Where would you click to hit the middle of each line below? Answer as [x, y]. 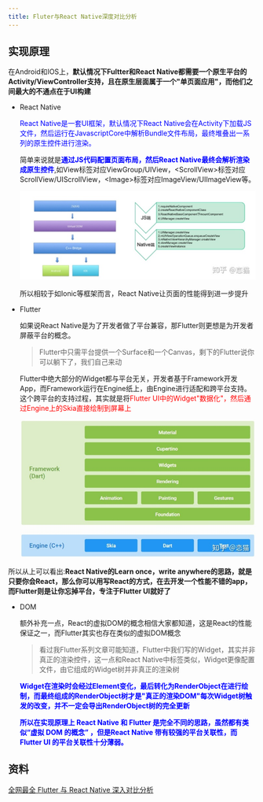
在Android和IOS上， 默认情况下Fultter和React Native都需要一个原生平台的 [128, 72]
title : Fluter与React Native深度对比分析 [73, 17]
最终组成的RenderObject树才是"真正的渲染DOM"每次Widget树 [143, 696]
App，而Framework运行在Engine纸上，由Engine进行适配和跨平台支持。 [135, 388]
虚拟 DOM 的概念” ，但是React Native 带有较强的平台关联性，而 [134, 732]
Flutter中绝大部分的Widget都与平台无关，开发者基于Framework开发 [128, 379]
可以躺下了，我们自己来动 [80, 361]
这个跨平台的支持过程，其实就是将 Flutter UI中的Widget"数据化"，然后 [132, 398]
